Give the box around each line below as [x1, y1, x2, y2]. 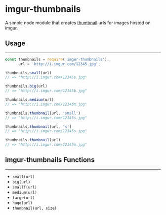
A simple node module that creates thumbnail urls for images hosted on [5, 20, 151, 26]
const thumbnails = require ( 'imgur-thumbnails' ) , [5, 57, 110, 62]
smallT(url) [12, 184, 37, 190]
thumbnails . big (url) [5, 84, 48, 89]
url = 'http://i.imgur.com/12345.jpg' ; [18, 61, 100, 66]
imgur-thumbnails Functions [5, 156, 95, 164]
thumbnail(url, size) [12, 206, 57, 211]
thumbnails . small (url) [5, 70, 52, 75]
